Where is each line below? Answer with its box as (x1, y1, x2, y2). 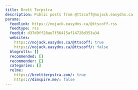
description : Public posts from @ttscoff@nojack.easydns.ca (5, 12, 133, 17)
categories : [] (9, 63, 41, 68)
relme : (9, 68, 23, 73)
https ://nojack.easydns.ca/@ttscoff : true (14, 40, 104, 45)
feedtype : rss (9, 26, 39, 31)
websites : (9, 35, 30, 40)
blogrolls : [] (9, 49, 39, 54)
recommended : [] (9, 53, 43, 59)
